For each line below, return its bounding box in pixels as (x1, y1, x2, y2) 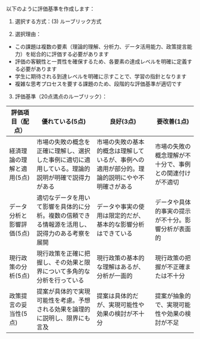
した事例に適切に (36, 156, 85, 164)
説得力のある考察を (36, 230, 90, 237)
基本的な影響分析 (96, 221, 145, 228)
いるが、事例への (96, 156, 145, 164)
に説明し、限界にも (36, 314, 90, 322)
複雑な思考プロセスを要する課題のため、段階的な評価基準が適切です (14, 80, 182, 87)
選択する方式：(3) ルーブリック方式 (14, 18, 102, 25)
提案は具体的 (96, 292, 133, 300)
